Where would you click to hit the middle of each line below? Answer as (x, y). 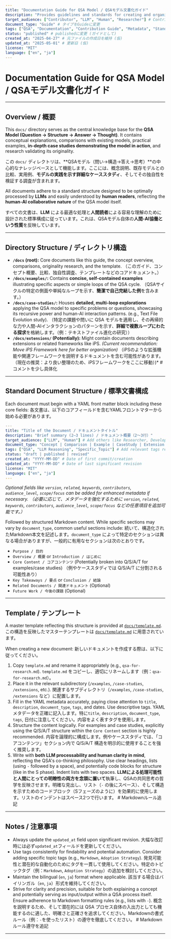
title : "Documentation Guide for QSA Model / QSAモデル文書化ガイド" (77, 10)
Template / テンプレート (43, 613)
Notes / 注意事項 (31, 826)
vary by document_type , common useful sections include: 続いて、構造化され (85, 528)
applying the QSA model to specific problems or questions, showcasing (87, 308)
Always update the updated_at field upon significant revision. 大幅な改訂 (88, 840)
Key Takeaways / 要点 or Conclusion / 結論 (57, 580)
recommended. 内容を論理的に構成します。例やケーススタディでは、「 (85, 737)
